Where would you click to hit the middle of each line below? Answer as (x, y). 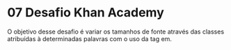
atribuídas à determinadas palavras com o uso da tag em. (90, 38)
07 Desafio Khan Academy (86, 13)
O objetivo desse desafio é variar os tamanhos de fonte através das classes (116, 32)
